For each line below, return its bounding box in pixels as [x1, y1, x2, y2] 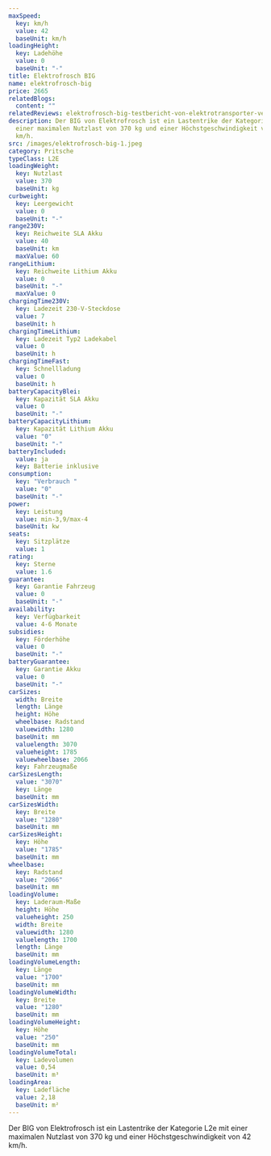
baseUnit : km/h [15, 34, 67, 43]
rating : [8, 553, 35, 561]
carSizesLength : [8, 771, 63, 779]
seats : [8, 530, 31, 538]
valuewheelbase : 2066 [15, 755, 89, 763]
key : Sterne [15, 560, 56, 568]
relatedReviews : [8, 110, 63, 118]
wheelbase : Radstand [15, 718, 85, 726]
